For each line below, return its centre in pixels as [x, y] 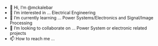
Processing [21, 23]
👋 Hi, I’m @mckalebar [31, 8]
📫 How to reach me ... [32, 38]
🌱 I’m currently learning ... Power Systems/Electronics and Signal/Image [81, 18]
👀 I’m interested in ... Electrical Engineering [53, 13]
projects [18, 33]
